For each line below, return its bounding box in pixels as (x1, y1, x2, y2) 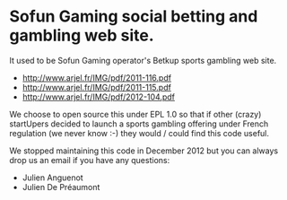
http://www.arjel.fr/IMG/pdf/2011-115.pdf (22, 82, 172, 92)
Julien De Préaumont (22, 181, 100, 192)
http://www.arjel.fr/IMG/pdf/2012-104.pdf (22, 91, 176, 102)
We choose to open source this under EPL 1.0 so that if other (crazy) (9, 109, 262, 119)
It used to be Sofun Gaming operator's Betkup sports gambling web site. (9, 55, 277, 65)
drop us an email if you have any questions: (9, 154, 170, 165)
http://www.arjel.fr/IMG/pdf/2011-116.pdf (22, 72, 172, 83)
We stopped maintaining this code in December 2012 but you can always (9, 145, 279, 156)
